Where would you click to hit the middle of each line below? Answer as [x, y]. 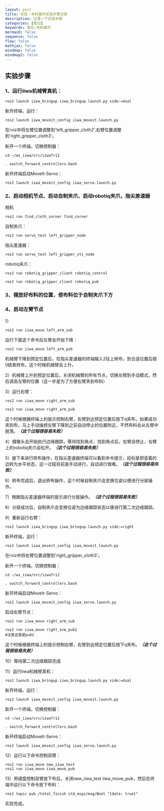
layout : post [18, 9]
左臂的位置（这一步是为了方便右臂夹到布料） [63, 381]
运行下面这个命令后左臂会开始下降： [41, 339]
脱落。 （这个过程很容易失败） [35, 431]
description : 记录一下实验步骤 [34, 19]
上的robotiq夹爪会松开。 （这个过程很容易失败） [53, 447]
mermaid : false [20, 32]
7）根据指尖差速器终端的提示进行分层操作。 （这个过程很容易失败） [72, 497]
